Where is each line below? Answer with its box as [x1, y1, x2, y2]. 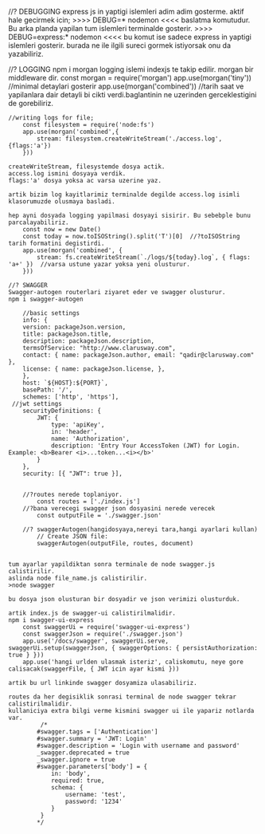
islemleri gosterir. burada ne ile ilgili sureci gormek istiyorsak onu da [8, 41, 232, 50]
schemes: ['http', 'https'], [22, 393, 119, 401]
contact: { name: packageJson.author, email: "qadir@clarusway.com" [22, 351, 255, 359]
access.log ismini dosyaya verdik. [8, 170, 127, 178]
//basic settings [22, 309, 80, 317]
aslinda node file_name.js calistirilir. [8, 574, 148, 582]
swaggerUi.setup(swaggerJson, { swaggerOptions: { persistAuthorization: [8, 644, 259, 652]
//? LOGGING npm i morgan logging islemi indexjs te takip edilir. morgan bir [8, 65, 254, 74]
